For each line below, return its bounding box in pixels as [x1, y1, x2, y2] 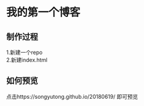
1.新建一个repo [6, 49, 43, 56]
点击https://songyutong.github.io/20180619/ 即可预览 [6, 93, 139, 100]
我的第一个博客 [6, 5, 81, 19]
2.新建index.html [6, 56, 48, 64]
